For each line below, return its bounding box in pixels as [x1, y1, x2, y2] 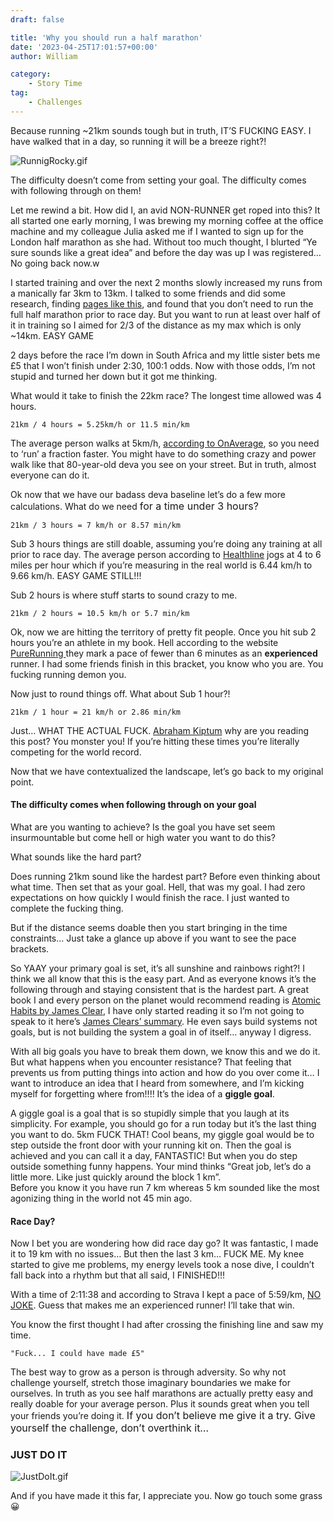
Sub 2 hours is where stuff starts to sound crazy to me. [10, 589, 238, 601]
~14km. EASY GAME [10, 329, 95, 341]
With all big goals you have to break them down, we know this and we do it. [10, 1045, 321, 1057]
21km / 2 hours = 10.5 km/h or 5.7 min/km [10, 608, 190, 618]
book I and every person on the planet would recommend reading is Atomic [10, 994, 322, 1006]
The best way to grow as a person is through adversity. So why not [10, 1366, 287, 1378]
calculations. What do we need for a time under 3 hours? [10, 499, 259, 513]
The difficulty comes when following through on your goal [10, 799, 257, 811]
